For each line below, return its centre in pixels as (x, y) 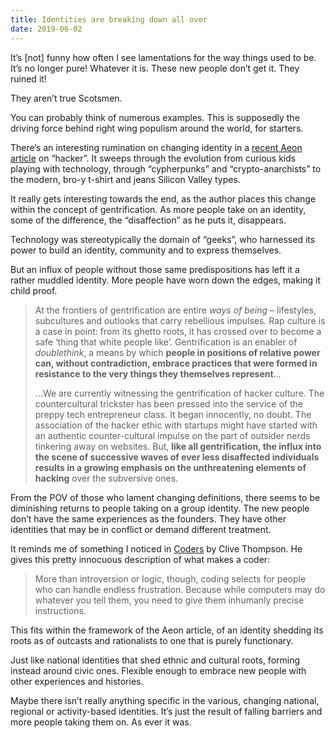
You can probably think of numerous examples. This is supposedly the (155, 117)
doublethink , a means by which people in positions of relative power (177, 352)
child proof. (34, 290)
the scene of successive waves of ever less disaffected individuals (177, 457)
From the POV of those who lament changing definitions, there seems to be (165, 497)
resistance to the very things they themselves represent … (158, 373)
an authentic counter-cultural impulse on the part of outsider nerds (172, 435)
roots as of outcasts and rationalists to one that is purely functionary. (152, 640)
